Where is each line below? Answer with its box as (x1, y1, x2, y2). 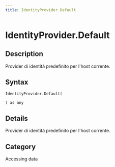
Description (5, 49, 43, 59)
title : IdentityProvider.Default (5, 7, 76, 13)
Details (5, 114, 28, 123)
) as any (5, 100, 24, 105)
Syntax (5, 78, 28, 87)
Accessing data (5, 156, 38, 162)
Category (5, 142, 36, 151)
